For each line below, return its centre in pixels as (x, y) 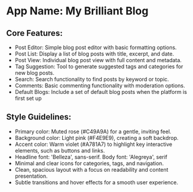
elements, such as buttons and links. (60, 150)
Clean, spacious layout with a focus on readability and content (91, 169)
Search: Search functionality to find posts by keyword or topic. (92, 79)
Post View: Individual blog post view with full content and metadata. (98, 60)
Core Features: (34, 33)
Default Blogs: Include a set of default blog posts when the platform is (101, 92)
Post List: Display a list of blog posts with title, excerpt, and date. (94, 54)
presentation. (31, 176)
